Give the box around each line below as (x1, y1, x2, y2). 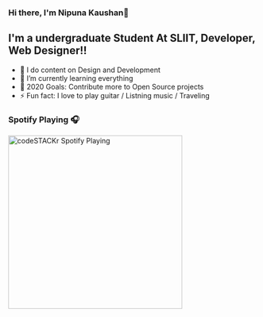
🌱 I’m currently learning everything (19, 73, 133, 82)
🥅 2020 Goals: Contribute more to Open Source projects (19, 82, 204, 91)
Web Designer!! (8, 44, 87, 58)
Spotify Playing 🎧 (8, 114, 79, 125)
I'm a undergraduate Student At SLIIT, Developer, (8, 32, 256, 45)
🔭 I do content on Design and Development (19, 65, 161, 74)
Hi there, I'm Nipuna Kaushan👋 (8, 7, 130, 18)
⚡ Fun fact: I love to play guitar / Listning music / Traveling (19, 90, 211, 100)
